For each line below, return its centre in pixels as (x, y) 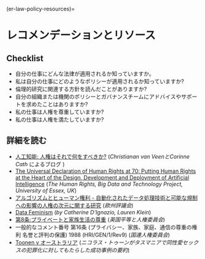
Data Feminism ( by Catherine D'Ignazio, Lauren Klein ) (83, 212)
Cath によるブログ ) (40, 164)
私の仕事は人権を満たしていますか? (59, 119)
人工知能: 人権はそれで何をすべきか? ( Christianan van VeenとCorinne (102, 156)
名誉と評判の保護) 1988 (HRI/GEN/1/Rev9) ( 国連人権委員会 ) (96, 235)
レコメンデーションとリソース (81, 35)
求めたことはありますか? (57, 104)
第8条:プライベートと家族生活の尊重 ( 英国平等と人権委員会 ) (90, 219)
